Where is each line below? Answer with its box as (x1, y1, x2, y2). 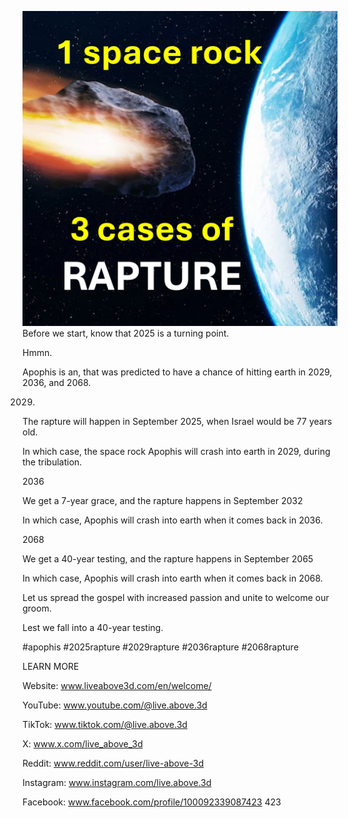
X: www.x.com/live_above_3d (22, 738, 144, 750)
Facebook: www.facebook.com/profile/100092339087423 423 (22, 796, 282, 808)
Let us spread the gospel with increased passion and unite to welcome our (22, 592, 330, 603)
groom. (22, 602, 52, 614)
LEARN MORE (22, 661, 80, 672)
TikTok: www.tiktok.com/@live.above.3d (22, 719, 188, 730)
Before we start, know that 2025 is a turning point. (22, 327, 230, 339)
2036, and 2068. (22, 377, 92, 388)
